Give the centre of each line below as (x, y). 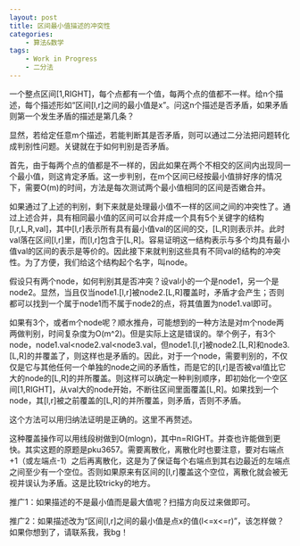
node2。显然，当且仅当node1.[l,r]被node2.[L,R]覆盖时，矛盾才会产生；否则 (147, 292)
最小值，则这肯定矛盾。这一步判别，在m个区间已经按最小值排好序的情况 (150, 176)
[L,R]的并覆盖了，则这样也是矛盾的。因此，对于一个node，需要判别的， (141, 356)
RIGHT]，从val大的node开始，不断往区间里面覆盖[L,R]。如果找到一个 (152, 389)
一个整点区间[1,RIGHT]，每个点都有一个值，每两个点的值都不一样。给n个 (142, 94)
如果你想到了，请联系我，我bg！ (69, 532)
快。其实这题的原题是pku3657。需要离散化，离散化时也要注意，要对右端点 (147, 449)
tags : (19, 51)
